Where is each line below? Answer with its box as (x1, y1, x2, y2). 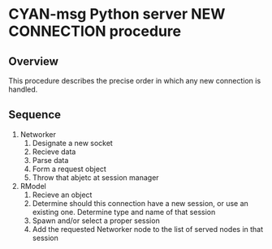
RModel (19, 181, 46, 191)
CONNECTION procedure (8, 22, 181, 41)
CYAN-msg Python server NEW (8, 5, 226, 24)
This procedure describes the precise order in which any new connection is (8, 76, 261, 85)
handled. (8, 84, 38, 94)
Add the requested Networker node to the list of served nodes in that (32, 224, 264, 234)
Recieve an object (32, 190, 93, 200)
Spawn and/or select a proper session (32, 216, 160, 225)
